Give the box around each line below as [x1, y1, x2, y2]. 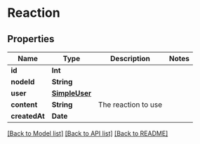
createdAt [11, 111, 46, 121]
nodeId [11, 77, 35, 86]
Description [109, 54, 151, 63]
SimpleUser [51, 89, 92, 98]
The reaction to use [98, 100, 163, 110]
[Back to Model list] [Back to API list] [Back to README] [7, 129, 168, 138]
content [11, 100, 38, 110]
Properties [7, 33, 55, 45]
